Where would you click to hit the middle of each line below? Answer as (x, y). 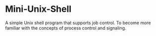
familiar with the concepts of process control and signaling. (66, 28)
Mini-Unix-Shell (38, 9)
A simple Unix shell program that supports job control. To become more (78, 23)
